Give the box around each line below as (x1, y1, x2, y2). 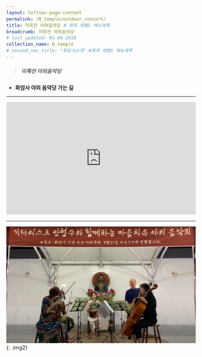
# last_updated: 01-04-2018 (6, 35, 77, 41)
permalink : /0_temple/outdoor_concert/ (6, 16, 106, 22)
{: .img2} (6, 344, 28, 351)
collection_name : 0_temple (6, 41, 74, 47)
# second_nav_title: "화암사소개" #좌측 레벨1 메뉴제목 (6, 48, 133, 54)
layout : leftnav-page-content (6, 10, 82, 16)
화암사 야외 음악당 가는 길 (14, 84, 74, 91)
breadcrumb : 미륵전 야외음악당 (6, 29, 75, 35)
